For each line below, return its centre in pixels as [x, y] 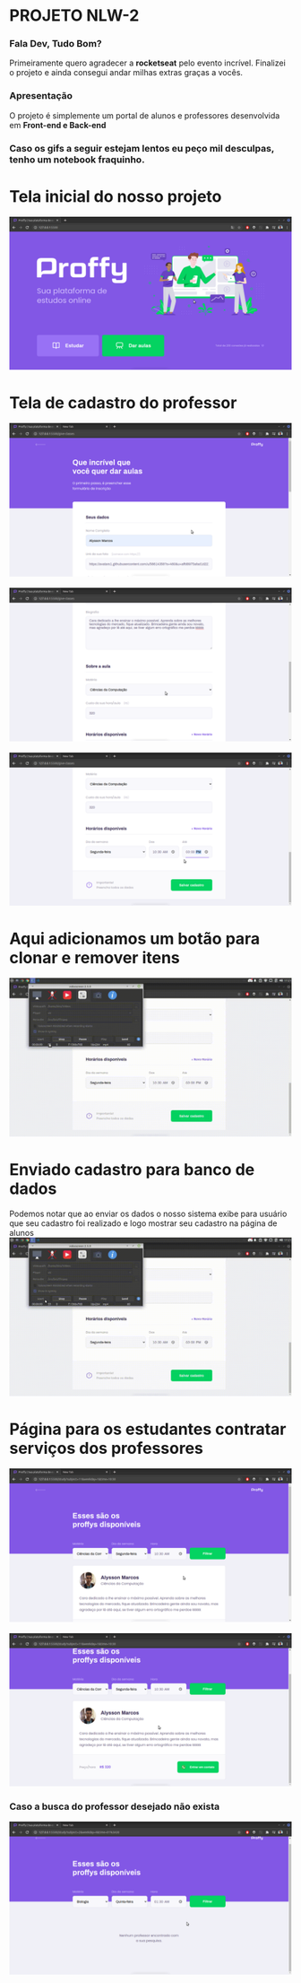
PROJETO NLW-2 [74, 16]
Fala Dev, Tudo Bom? [56, 44]
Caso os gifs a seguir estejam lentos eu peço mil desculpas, [142, 148]
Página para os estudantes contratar [148, 1429]
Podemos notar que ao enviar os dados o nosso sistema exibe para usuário [148, 1214]
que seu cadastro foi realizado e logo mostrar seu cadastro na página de [143, 1223]
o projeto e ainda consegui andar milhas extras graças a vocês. [126, 73]
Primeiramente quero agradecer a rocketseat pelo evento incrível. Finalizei [148, 63]
